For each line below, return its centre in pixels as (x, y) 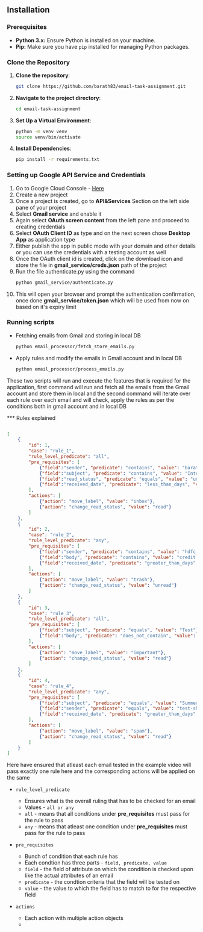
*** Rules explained (31, 418)
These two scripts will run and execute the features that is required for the (99, 380)
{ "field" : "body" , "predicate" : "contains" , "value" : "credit (117, 557)
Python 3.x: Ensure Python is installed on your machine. (86, 40)
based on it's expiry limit (46, 307)
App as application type (45, 239)
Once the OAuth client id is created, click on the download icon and (99, 258)
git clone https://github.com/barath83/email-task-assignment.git (101, 86)
